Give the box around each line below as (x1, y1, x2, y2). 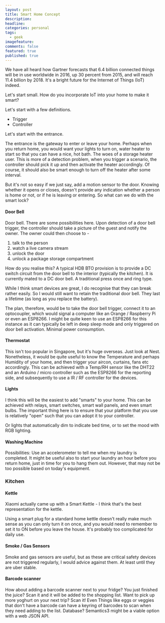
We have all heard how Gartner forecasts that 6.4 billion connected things (5, 67, 155, 73)
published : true (5, 53, 38, 58)
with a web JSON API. (5, 613, 50, 619)
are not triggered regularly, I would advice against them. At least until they (5, 559, 155, 565)
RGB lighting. (5, 428, 32, 433)
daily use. (5, 532, 25, 538)
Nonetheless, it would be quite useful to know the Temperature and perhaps (5, 353, 160, 359)
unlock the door (12, 250, 45, 256)
